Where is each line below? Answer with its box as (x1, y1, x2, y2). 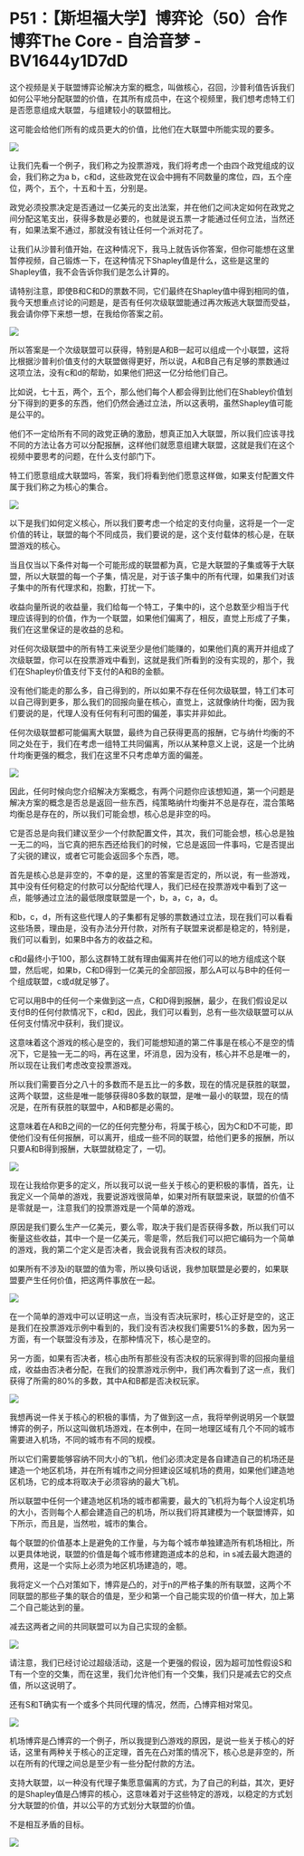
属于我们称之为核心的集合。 (9, 481, 113, 492)
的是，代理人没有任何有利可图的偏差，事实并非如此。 (33, 707, 232, 718)
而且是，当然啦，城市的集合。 (40, 1517, 152, 1528)
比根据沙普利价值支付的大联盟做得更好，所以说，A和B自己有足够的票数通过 (9, 355, 290, 367)
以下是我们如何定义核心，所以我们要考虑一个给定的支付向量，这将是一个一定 (9, 517, 295, 528)
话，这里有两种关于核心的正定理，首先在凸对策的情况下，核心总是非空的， (9, 1746, 287, 1757)
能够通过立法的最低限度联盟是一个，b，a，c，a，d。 (24, 892, 223, 903)
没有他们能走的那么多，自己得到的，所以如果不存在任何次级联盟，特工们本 (9, 684, 287, 695)
